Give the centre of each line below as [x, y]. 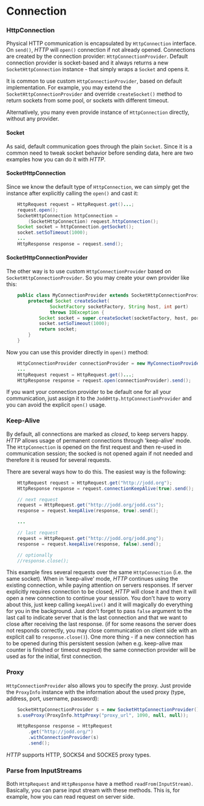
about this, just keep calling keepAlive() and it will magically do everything [100, 604]
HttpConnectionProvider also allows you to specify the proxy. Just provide [99, 685]
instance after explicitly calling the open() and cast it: [72, 193]
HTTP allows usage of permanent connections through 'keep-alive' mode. [99, 440]
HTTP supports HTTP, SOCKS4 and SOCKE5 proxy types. [79, 755]
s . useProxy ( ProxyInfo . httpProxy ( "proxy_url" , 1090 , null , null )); [103, 715]
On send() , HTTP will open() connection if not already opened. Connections [101, 50]
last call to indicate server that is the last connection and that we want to [97, 618]
